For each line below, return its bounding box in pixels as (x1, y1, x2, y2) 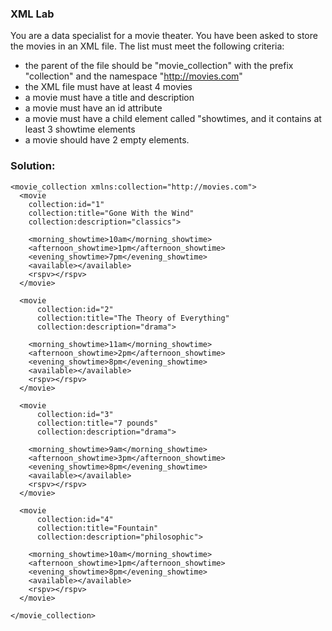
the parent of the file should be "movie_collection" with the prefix (24, 60, 294, 72)
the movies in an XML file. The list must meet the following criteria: (10, 40, 285, 52)
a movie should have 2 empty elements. (24, 134, 190, 146)
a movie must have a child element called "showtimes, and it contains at (24, 113, 322, 125)
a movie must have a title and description (24, 92, 195, 104)
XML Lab (10, 7, 55, 21)
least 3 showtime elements (24, 123, 136, 136)
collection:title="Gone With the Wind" (28, 208, 195, 218)
